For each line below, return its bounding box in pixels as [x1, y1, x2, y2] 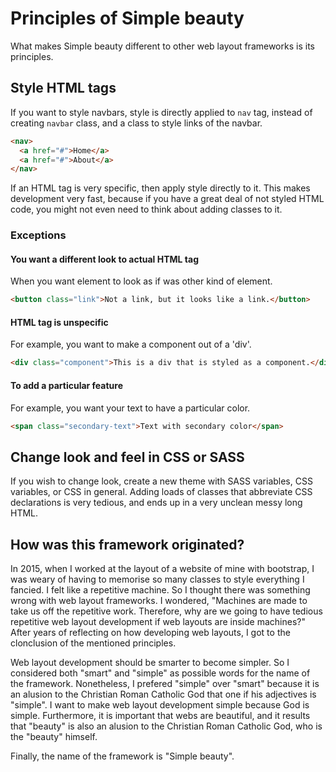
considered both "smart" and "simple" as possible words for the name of [10, 667, 311, 679]
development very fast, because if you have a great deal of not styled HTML [10, 193, 325, 205]
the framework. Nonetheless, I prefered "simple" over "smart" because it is [10, 678, 320, 690]
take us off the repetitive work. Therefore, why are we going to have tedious [10, 605, 323, 617]
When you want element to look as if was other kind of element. [10, 275, 273, 287]
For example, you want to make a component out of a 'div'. [10, 338, 252, 351]
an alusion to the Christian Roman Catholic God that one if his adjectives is [10, 688, 317, 701]
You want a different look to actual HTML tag [10, 253, 199, 265]
